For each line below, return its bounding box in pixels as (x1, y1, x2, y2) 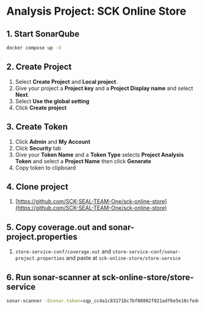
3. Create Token (6, 122, 68, 132)
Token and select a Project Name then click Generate (15, 157, 151, 164)
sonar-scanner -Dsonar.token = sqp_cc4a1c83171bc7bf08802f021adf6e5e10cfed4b (6, 298, 203, 304)
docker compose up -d (6, 45, 62, 51)
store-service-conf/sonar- (112, 249, 181, 255)
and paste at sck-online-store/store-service (66, 254, 181, 262)
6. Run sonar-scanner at (6, 272, 101, 282)
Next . (15, 90, 30, 98)
